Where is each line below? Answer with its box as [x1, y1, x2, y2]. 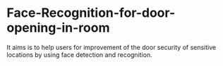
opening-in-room [6, 20, 110, 36]
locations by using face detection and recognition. [6, 51, 152, 59]
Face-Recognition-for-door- [6, 5, 176, 21]
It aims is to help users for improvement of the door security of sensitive [6, 43, 217, 51]
